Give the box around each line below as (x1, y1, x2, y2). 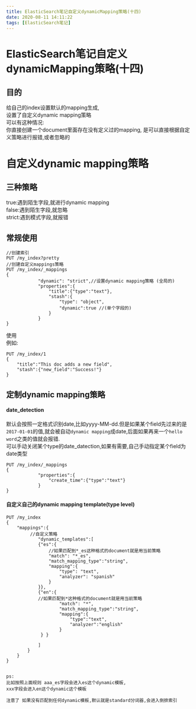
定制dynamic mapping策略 (6, 389, 105, 400)
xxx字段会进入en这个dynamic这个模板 (6, 686, 87, 692)
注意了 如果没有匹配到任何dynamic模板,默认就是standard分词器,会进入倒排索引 (6, 697, 178, 703)
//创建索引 (6, 250, 30, 256)
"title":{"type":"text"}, (48, 289, 113, 295)
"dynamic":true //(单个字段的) (59, 305, 132, 311)
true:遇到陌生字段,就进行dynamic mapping (6, 199, 110, 206)
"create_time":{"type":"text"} (48, 477, 126, 483)
